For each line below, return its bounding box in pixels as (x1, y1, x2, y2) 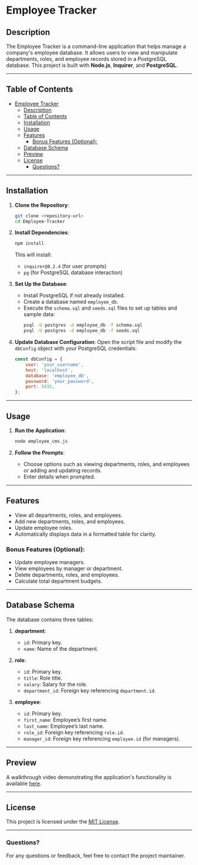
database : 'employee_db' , (25, 372, 90, 379)
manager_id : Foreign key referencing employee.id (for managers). (23, 735, 181, 742)
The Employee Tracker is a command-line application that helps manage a (6, 43, 187, 50)
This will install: (14, 251, 52, 258)
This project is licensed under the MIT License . (6, 818, 120, 825)
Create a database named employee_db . (23, 298, 119, 306)
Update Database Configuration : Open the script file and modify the (14, 339, 182, 345)
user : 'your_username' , (25, 362, 84, 368)
